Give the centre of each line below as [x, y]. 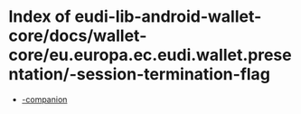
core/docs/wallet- [78, 36]
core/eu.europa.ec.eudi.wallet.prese [150, 55]
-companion [44, 99]
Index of [40, 17]
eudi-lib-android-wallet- [168, 17]
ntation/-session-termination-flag [139, 75]
